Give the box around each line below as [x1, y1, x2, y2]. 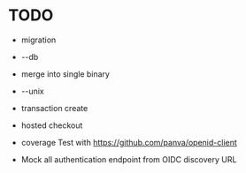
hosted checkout [20, 120, 83, 131]
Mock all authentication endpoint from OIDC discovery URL [20, 154, 237, 164]
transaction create [20, 102, 88, 113]
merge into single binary [20, 68, 110, 79]
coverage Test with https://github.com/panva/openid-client [20, 137, 238, 147]
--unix [20, 86, 45, 96]
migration [20, 34, 57, 45]
